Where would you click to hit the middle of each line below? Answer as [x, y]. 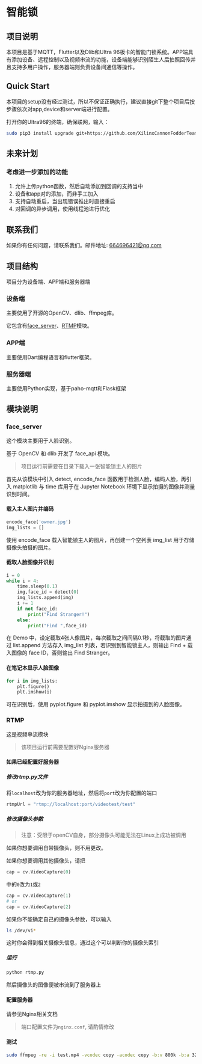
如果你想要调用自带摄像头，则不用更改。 [56, 848]
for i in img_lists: [32, 681]
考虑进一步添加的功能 [37, 172]
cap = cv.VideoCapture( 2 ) [38, 907]
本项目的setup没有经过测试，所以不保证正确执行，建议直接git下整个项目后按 [101, 101]
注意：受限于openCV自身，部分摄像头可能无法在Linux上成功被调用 [103, 835]
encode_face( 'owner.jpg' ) [38, 522]
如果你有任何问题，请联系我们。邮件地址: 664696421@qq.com [84, 245]
